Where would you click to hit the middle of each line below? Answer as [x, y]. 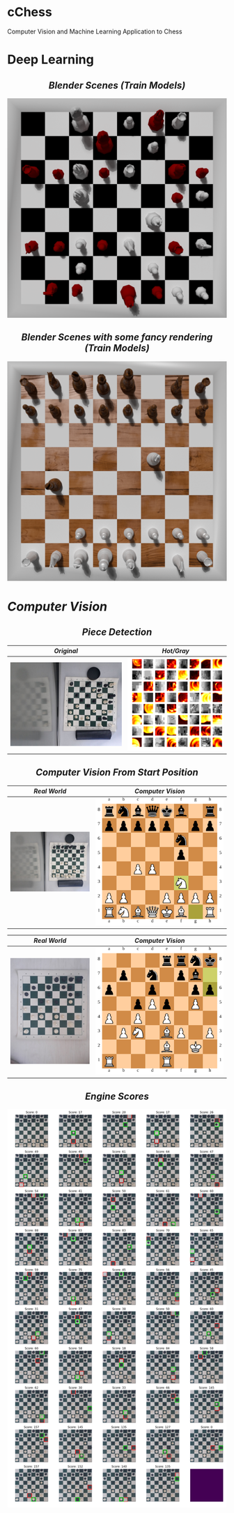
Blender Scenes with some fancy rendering [117, 338]
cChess [30, 12]
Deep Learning [50, 60]
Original [66, 651]
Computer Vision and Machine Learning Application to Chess [95, 31]
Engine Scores [117, 1096]
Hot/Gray [176, 651]
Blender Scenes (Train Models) [117, 85]
